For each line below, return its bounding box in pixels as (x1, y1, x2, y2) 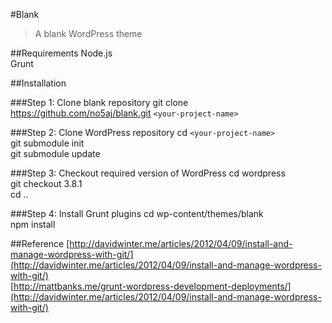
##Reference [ (10, 238, 70, 249)
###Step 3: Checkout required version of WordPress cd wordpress (10, 167, 286, 179)
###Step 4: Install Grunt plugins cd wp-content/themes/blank (10, 208, 264, 219)
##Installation (10, 77, 67, 89)
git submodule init (10, 137, 85, 149)
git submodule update (10, 148, 101, 159)
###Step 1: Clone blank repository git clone (10, 97, 189, 108)
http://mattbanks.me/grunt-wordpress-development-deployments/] (13, 280, 292, 292)
